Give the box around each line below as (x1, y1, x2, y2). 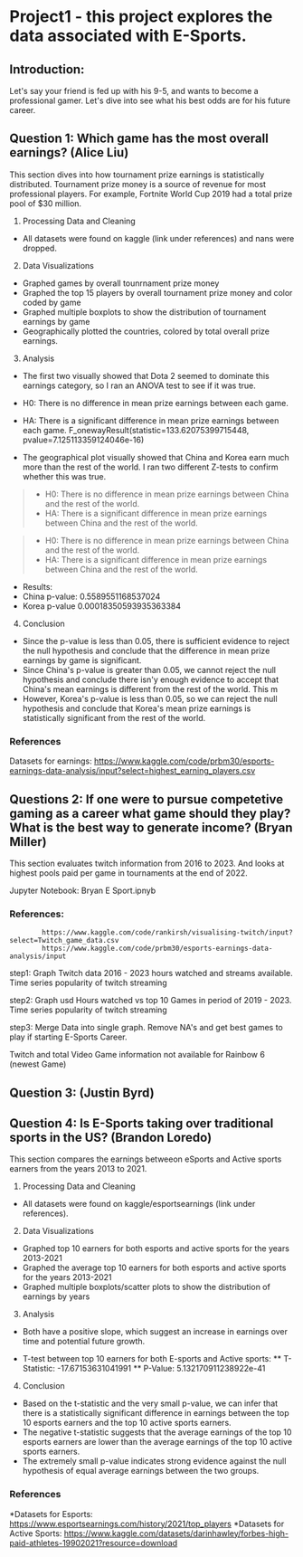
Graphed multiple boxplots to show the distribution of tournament (22, 306, 267, 318)
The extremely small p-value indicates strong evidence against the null (22, 1456, 287, 1467)
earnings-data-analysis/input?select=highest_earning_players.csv (9, 765, 256, 776)
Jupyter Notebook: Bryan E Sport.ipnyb (9, 885, 156, 896)
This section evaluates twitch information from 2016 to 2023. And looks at (9, 858, 285, 869)
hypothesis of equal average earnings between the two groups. (22, 1466, 260, 1476)
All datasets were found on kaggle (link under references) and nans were (22, 233, 295, 243)
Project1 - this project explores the (9, 6, 273, 27)
